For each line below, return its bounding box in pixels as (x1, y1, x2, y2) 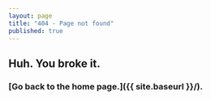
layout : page (8, 11, 53, 20)
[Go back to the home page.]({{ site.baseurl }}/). (8, 81, 203, 92)
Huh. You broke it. (8, 56, 101, 70)
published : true (8, 27, 63, 35)
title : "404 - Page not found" (8, 19, 114, 27)
